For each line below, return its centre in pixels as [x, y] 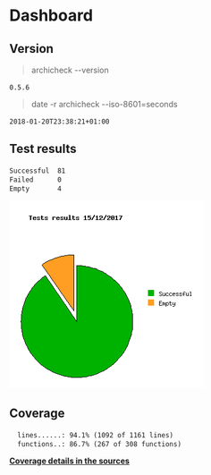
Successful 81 [38, 171]
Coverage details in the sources [69, 461]
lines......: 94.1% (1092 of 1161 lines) [96, 435]
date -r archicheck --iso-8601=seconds [104, 104]
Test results [43, 149]
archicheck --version [70, 70]
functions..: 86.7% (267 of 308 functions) [99, 444]
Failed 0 [36, 180]
